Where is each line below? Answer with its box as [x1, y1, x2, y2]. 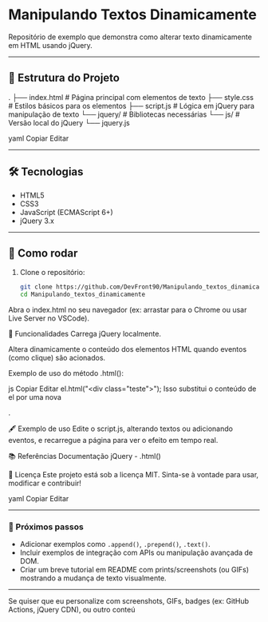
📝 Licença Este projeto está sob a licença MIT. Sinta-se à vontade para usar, [8, 470, 259, 480]
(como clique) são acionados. [8, 353, 106, 363]
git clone [19, 283, 53, 291]
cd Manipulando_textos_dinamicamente [19, 290, 146, 299]
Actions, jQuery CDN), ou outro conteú [8, 605, 136, 615]
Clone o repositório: [19, 268, 85, 277]
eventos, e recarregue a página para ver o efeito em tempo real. [8, 436, 219, 445]
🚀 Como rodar [8, 246, 78, 260]
